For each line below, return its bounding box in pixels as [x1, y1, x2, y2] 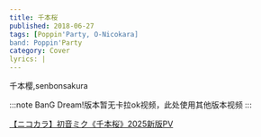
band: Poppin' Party [9, 38, 83, 47]
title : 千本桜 [9, 13, 58, 22]
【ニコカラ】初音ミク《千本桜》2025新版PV [9, 118, 174, 129]
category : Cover [9, 47, 70, 56]
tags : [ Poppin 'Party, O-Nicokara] [9, 30, 139, 39]
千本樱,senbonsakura [9, 81, 88, 90]
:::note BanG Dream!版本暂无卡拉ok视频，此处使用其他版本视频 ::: [9, 99, 252, 110]
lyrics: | [9, 55, 47, 64]
